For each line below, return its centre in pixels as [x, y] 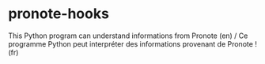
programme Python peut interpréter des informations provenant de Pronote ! [132, 43]
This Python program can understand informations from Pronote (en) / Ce [128, 36]
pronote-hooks [59, 14]
